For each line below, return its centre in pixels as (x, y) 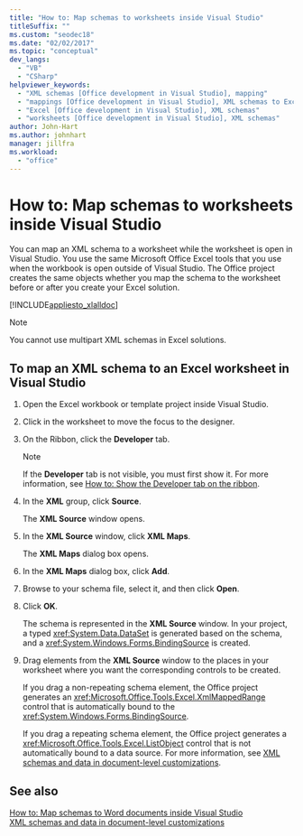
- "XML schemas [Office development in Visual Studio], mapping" (143, 93)
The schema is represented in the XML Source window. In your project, (155, 624)
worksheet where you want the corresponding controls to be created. (151, 670)
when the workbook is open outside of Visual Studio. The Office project (142, 268)
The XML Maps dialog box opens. (85, 554)
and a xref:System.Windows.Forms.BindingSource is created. (136, 643)
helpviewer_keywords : (50, 85)
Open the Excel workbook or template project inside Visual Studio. (145, 404)
